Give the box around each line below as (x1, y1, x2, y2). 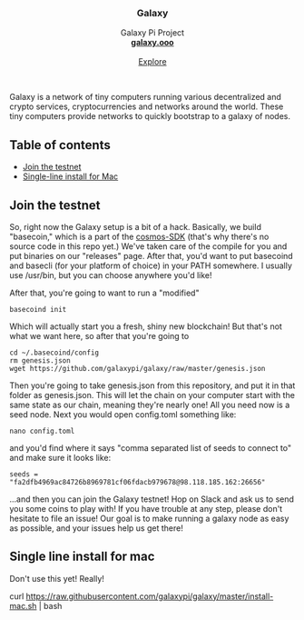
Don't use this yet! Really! (9, 573, 104, 584)
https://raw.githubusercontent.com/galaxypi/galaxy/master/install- (25, 590, 274, 602)
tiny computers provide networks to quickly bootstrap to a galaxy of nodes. (9, 111, 290, 122)
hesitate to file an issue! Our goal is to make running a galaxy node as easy (9, 513, 289, 524)
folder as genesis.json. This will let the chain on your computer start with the (9, 389, 295, 400)
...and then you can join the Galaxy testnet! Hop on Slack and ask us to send (9, 494, 295, 505)
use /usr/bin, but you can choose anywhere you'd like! (9, 269, 212, 280)
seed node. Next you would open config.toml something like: (9, 408, 237, 420)
